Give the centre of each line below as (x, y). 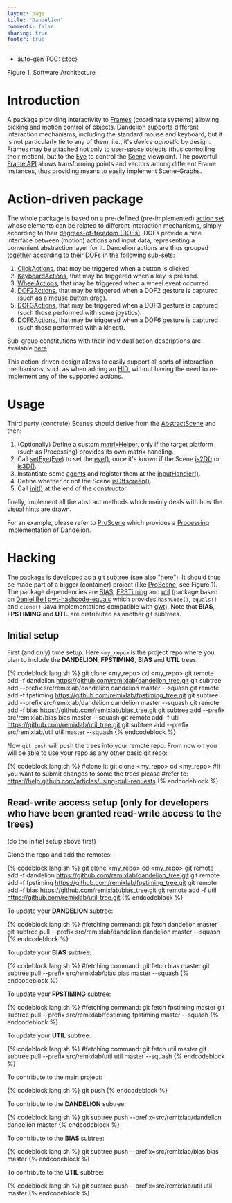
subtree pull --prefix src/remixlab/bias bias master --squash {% (98, 973)
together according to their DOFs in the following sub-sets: (91, 255)
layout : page (26, 14)
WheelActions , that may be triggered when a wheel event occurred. (114, 283)
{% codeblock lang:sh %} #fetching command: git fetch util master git (107, 1049)
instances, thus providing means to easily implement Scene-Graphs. (105, 171)
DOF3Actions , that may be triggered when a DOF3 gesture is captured (117, 305)
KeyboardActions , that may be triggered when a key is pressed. (108, 276)
